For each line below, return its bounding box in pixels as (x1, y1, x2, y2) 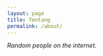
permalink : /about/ (7, 23, 63, 29)
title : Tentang (7, 16, 51, 23)
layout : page (7, 10, 45, 17)
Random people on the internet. (7, 42, 97, 50)
